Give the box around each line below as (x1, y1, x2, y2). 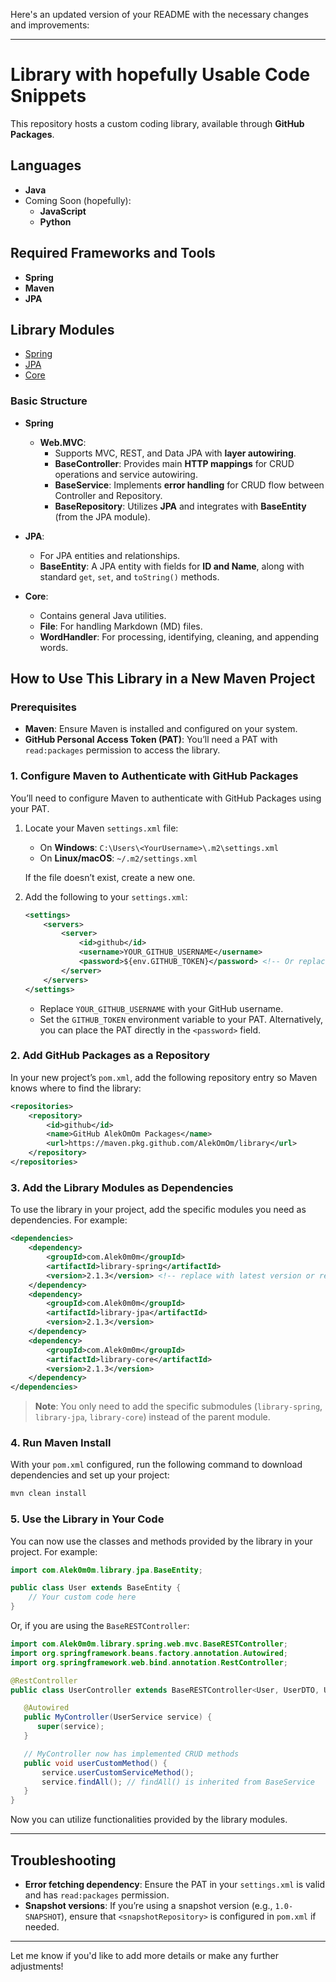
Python (39, 215, 72, 228)
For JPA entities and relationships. (39, 549, 181, 561)
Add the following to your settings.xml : (24, 890, 188, 903)
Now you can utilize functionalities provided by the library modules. (10, 1814, 288, 1826)
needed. (24, 1921, 60, 1933)
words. (39, 641, 69, 653)
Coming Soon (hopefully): (24, 194, 132, 206)
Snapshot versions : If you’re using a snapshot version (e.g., (24, 1900, 273, 1912)
